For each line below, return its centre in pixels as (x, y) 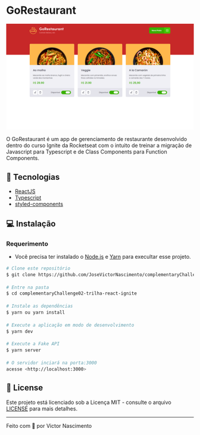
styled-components (39, 204)
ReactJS (25, 191)
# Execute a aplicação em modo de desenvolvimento (70, 325)
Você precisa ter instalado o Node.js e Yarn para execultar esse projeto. (103, 256)
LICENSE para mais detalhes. (42, 408)
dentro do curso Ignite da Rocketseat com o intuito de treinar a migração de (99, 145)
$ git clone (21, 275)
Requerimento (27, 244)
